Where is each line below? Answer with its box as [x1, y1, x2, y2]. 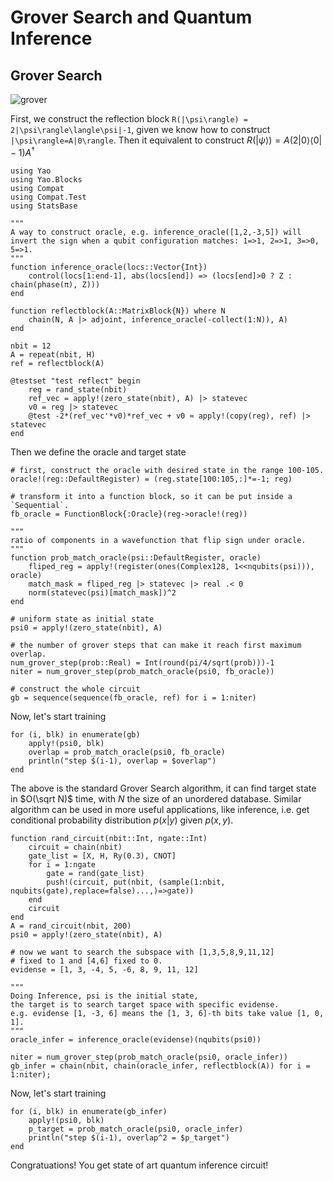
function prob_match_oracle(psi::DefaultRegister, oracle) [10, 552, 262, 563]
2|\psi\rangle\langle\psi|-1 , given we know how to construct [10, 124, 271, 135]
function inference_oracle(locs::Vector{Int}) [10, 262, 208, 272]
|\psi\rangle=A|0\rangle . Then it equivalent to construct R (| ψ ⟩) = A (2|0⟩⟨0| [10, 134, 323, 146]
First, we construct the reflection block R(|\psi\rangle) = [10, 113, 249, 125]
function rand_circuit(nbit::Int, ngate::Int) [10, 833, 208, 843]
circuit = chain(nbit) [28, 842, 123, 852]
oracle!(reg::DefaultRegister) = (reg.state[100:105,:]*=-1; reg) [10, 474, 293, 484]
